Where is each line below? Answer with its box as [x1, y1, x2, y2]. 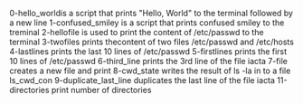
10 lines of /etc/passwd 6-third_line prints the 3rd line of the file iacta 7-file [9, 56, 288, 66]
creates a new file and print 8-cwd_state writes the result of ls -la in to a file [9, 65, 291, 76]
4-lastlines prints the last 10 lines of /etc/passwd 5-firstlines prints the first [9, 46, 288, 57]
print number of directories [51, 85, 152, 95]
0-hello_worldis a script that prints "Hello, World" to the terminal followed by [9, 8, 294, 18]
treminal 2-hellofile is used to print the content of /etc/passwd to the [9, 27, 264, 37]
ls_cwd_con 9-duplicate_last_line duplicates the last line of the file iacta [9, 75, 276, 85]
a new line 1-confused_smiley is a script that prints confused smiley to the [9, 17, 285, 28]
